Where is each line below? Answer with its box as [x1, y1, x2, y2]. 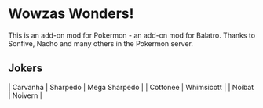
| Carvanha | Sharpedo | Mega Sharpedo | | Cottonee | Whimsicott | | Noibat [8, 82, 254, 92]
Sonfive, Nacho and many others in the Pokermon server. [8, 38, 194, 48]
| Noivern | [8, 91, 43, 100]
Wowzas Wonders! [8, 5, 134, 23]
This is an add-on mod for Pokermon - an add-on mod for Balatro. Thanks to [8, 31, 256, 40]
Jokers [8, 62, 43, 75]
